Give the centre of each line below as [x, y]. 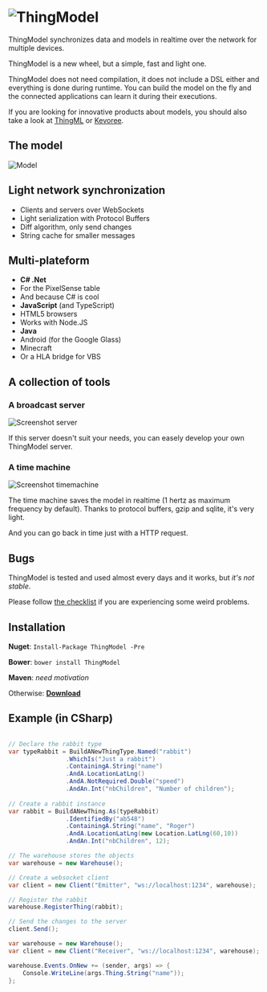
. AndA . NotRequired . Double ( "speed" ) [125, 781]
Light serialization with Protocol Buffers [85, 218]
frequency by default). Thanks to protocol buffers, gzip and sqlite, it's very [131, 509]
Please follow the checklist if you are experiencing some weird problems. [129, 602]
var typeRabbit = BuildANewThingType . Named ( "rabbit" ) [100, 752]
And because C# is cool [59, 297]
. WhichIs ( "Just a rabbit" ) [111, 759]
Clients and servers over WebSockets [82, 210]
